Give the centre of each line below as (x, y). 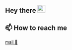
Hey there (21, 11)
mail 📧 (12, 42)
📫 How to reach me (36, 28)
